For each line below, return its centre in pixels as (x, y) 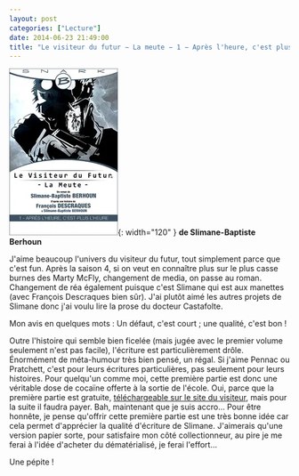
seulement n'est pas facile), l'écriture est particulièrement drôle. (127, 351)
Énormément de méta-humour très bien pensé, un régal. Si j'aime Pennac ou (149, 359)
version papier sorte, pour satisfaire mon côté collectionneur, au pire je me (146, 435)
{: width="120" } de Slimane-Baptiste (187, 232)
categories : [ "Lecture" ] (55, 28)
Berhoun (26, 242)
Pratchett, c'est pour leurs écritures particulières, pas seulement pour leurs (147, 369)
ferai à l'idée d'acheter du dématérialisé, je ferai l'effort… (113, 445)
